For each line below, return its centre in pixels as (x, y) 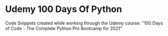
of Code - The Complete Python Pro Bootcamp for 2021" (64, 28)
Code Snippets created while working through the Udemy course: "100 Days (84, 23)
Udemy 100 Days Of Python (64, 9)
